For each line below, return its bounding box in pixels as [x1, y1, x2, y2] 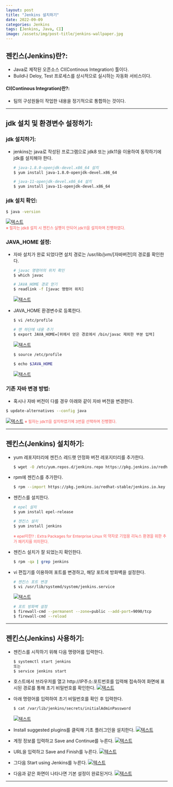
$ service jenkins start [13, 668, 67, 673]
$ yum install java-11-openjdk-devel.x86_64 [13, 184, 110, 189]
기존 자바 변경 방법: [6, 385, 50, 392]
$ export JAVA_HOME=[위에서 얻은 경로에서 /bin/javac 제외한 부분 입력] [13, 332, 155, 337]
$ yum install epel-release [13, 510, 73, 515]
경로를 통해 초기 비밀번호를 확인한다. [23, 685, 96, 691]
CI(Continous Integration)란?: [6, 85, 70, 91]
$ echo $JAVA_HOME [13, 361, 53, 366]
